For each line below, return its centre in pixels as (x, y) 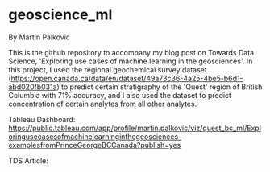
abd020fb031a (33, 87)
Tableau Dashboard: (42, 119)
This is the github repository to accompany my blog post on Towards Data (131, 52)
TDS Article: (28, 160)
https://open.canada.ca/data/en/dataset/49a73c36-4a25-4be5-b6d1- (127, 78)
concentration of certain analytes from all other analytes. (103, 104)
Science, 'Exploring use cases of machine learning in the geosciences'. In (131, 61)
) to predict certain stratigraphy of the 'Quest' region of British (160, 87)
